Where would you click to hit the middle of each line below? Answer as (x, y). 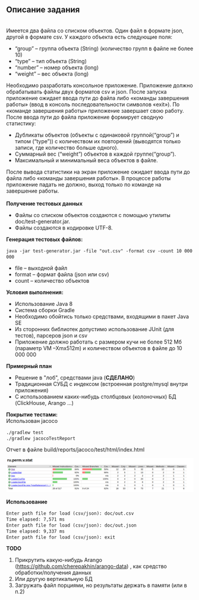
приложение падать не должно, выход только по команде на (84, 184)
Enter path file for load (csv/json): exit (61, 537)
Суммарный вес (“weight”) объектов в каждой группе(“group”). (95, 154)
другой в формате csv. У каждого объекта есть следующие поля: (89, 37)
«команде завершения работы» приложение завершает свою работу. (95, 110)
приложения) (31, 390)
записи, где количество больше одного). (67, 147)
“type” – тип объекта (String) (51, 61)
